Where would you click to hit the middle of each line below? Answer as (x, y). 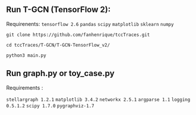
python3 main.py (26, 55)
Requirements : (25, 87)
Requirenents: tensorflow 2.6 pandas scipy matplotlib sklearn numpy (90, 24)
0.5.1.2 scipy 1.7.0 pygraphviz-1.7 (50, 106)
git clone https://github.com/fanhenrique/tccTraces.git (78, 35)
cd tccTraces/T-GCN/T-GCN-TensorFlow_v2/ (58, 45)
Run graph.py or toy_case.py (60, 73)
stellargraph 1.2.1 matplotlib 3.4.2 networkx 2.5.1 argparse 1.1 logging (98, 100)
